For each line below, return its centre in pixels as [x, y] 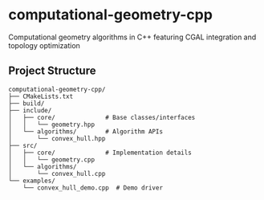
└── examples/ [32, 181]
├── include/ [30, 110]
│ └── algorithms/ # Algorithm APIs [85, 131]
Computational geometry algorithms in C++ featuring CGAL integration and [132, 37]
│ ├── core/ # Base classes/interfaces [102, 117]
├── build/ [26, 103]
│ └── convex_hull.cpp [57, 173]
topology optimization [44, 45]
